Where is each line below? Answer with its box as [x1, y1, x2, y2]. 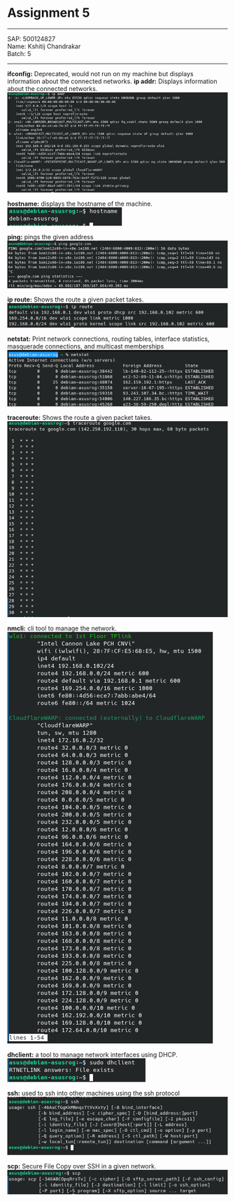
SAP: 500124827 [7, 34, 56, 43]
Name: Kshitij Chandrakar [7, 42, 81, 50]
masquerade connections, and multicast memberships [7, 342, 164, 351]
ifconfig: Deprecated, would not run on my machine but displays [7, 69, 194, 78]
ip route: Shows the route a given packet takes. [7, 295, 144, 304]
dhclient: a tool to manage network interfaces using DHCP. [7, 1050, 178, 1059]
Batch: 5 [7, 49, 31, 57]
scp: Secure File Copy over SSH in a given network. [7, 1162, 157, 1171]
